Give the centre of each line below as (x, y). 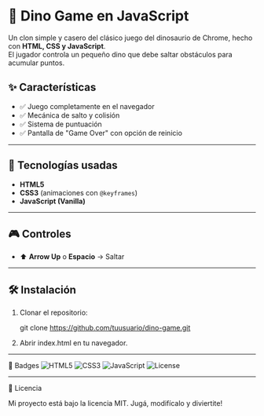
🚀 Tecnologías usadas (63, 165)
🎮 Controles (40, 234)
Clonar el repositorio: (53, 312)
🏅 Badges (24, 366)
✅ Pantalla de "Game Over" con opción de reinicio (101, 133)
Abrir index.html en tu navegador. (73, 343)
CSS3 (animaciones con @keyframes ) (79, 192)
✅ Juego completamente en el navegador (87, 106)
